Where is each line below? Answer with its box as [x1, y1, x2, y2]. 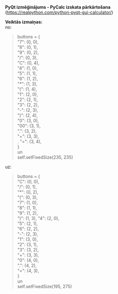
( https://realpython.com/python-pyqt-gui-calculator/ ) [5, 9, 114, 15]
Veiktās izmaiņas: [5, 19, 43, 25]
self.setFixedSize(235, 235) [17, 154, 73, 160]
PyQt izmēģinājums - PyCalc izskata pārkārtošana [5, 4, 111, 10]
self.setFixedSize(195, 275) [17, 284, 73, 289]
